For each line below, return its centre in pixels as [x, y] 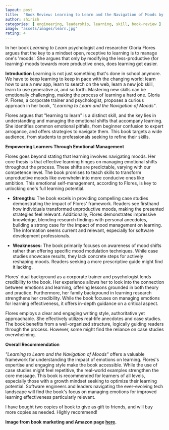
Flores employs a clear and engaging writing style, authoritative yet [75, 313]
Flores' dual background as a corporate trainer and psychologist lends [78, 277]
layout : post [19, 10]
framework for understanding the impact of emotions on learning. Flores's [82, 359]
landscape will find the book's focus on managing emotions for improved [81, 392]
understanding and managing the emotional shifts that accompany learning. [84, 121]
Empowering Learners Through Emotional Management [65, 146]
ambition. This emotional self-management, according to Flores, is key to [81, 183]
